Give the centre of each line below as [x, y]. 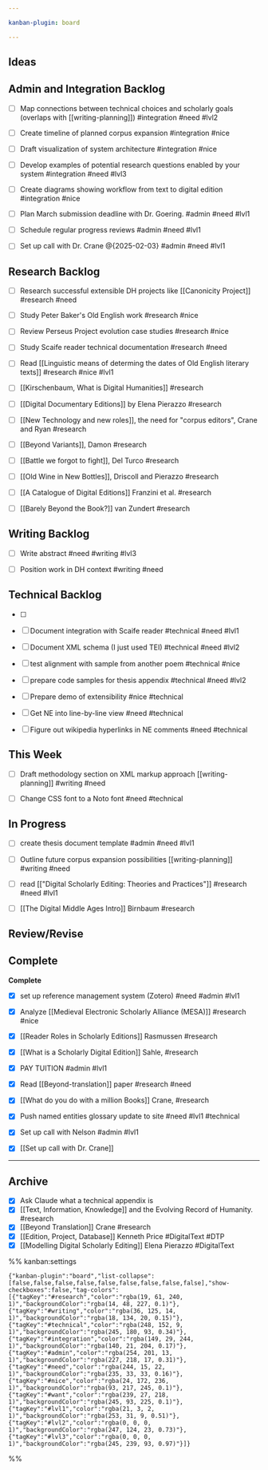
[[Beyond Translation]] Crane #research [85, 1227]
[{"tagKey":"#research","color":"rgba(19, [80, 1297]
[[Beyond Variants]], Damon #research [83, 444]
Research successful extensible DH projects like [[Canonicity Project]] [135, 291]
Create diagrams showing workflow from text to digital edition [121, 189]
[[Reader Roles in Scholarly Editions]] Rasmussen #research [118, 1036]
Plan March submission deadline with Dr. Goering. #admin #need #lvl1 [135, 214]
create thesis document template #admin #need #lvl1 [107, 843]
